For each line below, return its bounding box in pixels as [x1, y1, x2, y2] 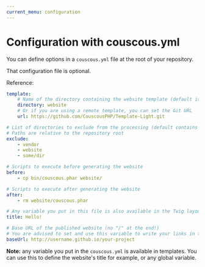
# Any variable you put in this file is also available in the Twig [6, 208, 184, 215]
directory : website [17, 102, 67, 109]
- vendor [17, 141, 40, 148]
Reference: [6, 79, 34, 86]
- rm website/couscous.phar [17, 198, 88, 204]
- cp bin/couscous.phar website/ [17, 175, 103, 181]
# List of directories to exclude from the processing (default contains [6, 124, 198, 130]
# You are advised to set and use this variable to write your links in [6, 231, 195, 237]
